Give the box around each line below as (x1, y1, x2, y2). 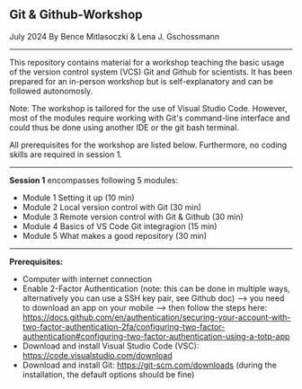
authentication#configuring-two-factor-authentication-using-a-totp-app (22, 331, 290, 341)
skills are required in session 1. (9, 148, 123, 160)
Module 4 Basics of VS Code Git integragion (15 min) (22, 220, 218, 232)
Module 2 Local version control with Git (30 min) (22, 201, 202, 212)
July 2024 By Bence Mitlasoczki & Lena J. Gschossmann (9, 31, 220, 41)
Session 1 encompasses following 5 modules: (9, 174, 178, 185)
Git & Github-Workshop (9, 7, 143, 22)
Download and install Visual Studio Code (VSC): (22, 340, 200, 351)
